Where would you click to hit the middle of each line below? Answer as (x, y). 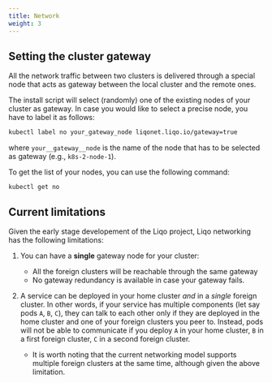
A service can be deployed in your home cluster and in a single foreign (138, 296)
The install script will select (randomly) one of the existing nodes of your (130, 100)
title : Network (34, 16)
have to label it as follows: (52, 118)
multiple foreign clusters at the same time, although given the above (146, 363)
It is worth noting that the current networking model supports (134, 355)
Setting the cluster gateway (80, 56)
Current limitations (57, 212)
